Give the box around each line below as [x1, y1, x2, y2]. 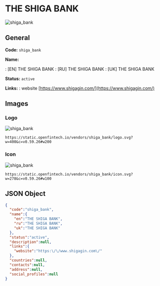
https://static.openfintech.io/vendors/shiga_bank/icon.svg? [5, 172, 133, 177]
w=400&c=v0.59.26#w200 [5, 140, 52, 144]
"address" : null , [9, 267, 43, 272]
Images [5, 99, 29, 108]
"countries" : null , [9, 258, 48, 263]
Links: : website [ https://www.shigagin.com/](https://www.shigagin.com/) [5, 85, 155, 91]
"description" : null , [9, 239, 52, 244]
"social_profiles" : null [9, 272, 58, 277]
